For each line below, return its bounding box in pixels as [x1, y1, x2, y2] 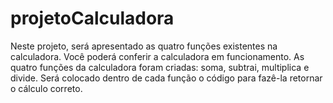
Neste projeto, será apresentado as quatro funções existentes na [10, 40, 278, 52]
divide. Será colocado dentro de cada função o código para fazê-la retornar [10, 72, 323, 84]
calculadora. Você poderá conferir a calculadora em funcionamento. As [10, 50, 305, 62]
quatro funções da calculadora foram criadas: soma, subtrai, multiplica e [10, 61, 310, 73]
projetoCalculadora [10, 7, 175, 30]
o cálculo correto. [10, 82, 83, 94]
